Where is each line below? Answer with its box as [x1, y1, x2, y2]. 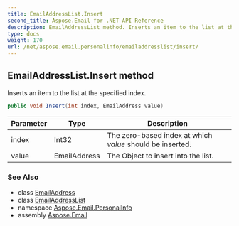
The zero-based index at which [106, 130, 213, 140]
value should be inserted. [106, 139, 192, 149]
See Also [7, 172, 39, 182]
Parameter [11, 118, 48, 128]
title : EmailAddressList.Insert [7, 10, 103, 18]
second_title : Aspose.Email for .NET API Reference [7, 17, 164, 24]
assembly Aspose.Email [17, 210, 87, 219]
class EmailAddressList [17, 195, 86, 204]
